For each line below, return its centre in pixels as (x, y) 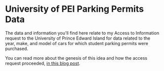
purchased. (17, 48)
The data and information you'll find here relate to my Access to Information (82, 33)
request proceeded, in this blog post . (43, 63)
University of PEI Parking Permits (75, 9)
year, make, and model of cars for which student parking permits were (77, 43)
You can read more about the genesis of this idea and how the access (76, 58)
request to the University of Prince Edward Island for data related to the (78, 38)
